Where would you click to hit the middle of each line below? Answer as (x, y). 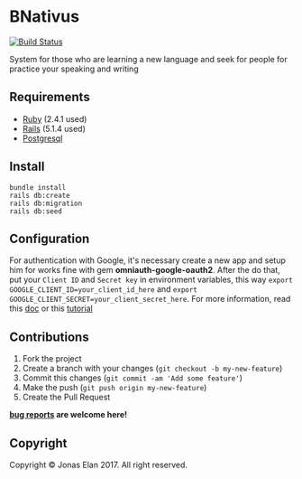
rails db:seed (36, 211)
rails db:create (40, 195)
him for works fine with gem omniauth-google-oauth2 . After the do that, (145, 270)
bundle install (38, 187)
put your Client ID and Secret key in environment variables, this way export (151, 280)
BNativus (44, 17)
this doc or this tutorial (51, 308)
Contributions (49, 337)
